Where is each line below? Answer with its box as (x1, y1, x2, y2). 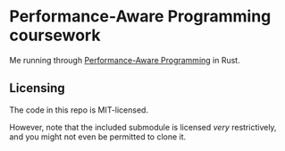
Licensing (9, 80, 65, 96)
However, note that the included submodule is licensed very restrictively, (9, 122, 277, 132)
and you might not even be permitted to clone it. (9, 131, 187, 142)
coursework (9, 25, 101, 46)
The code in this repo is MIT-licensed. (9, 105, 149, 115)
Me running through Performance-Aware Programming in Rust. (9, 55, 240, 65)
